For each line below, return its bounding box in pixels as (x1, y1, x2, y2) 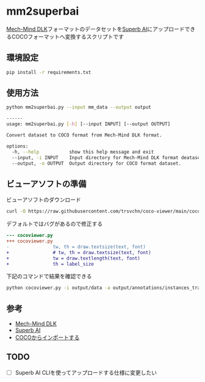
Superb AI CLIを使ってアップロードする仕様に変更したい (15, 369, 157, 376)
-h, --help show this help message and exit (12, 149, 154, 155)
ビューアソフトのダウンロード (6, 196, 81, 203)
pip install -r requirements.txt (6, 69, 92, 75)
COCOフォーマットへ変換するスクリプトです (11, 32, 124, 40)
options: (6, 143, 29, 149)
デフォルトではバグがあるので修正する (6, 220, 103, 228)
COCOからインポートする (15, 334, 80, 341)
